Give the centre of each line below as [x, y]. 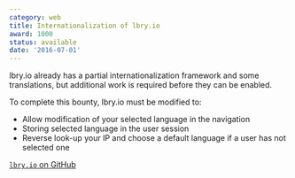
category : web [35, 17]
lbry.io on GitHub [43, 165]
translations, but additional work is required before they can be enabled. [141, 85]
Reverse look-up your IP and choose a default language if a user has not [154, 138]
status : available [43, 42]
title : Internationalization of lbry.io [85, 26]
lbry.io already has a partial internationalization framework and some [134, 75]
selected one [46, 148]
